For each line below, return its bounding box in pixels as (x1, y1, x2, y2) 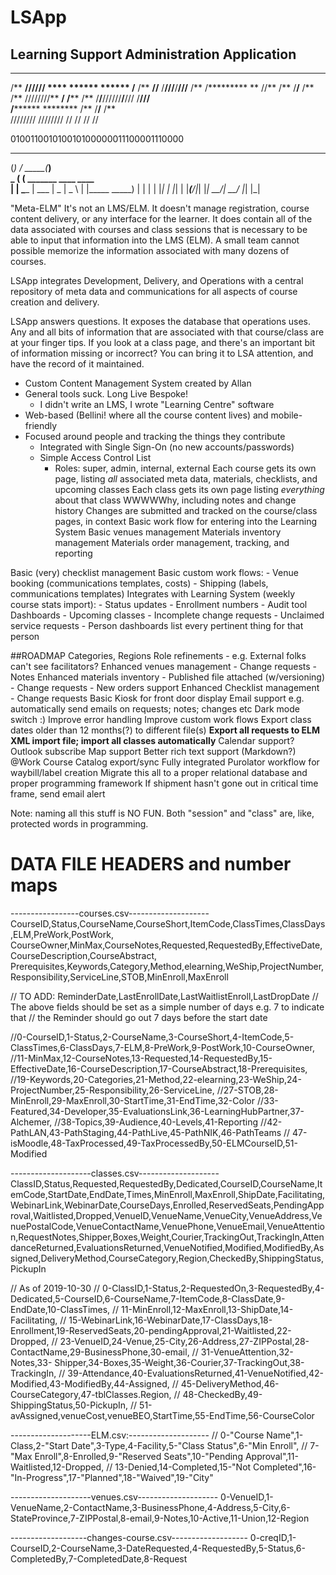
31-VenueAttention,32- (200, 1346, 294, 1358)
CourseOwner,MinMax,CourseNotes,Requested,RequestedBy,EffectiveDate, (10, 939, 323, 951)
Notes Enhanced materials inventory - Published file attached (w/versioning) (10, 671, 326, 683)
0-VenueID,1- (220, 1491, 274, 1503)
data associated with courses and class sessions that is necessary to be (10, 224, 308, 235)
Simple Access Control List (39, 452, 152, 463)
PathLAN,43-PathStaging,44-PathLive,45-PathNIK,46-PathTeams (10, 1126, 282, 1138)
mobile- (270, 409, 303, 421)
